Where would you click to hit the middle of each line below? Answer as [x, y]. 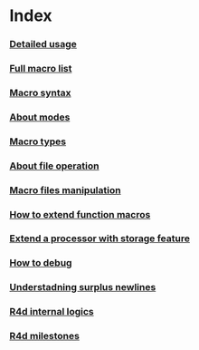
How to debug [41, 263]
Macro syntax [40, 92]
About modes [40, 117]
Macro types [38, 141]
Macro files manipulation [65, 190]
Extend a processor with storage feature [99, 238]
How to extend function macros [80, 214]
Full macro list [41, 69]
